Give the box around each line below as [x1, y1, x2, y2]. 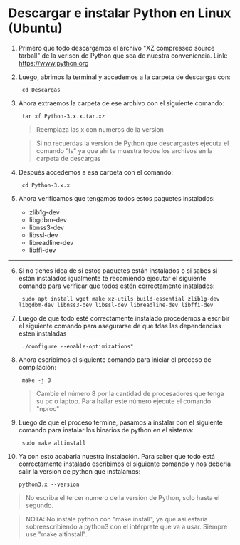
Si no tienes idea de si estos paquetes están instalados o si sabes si [18, 266, 218, 275]
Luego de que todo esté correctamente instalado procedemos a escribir [18, 313, 230, 322]
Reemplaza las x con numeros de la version [36, 125, 165, 133]
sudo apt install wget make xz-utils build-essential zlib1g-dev [21, 295, 220, 302]
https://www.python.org [18, 58, 89, 67]
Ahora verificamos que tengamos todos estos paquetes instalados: [18, 194, 216, 202]
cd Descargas [21, 86, 61, 93]
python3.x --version [18, 481, 80, 488]
